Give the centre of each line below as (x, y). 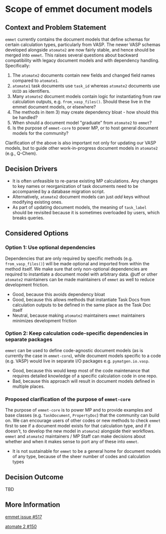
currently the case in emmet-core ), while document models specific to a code (83, 356)
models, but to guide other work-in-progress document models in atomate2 (82, 148)
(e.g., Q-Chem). (21, 153)
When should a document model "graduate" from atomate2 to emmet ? (82, 123)
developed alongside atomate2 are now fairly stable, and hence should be (80, 50)
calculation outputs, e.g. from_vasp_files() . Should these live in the (82, 102)
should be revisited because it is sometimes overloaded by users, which (86, 212)
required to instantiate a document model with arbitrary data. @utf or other (81, 274)
